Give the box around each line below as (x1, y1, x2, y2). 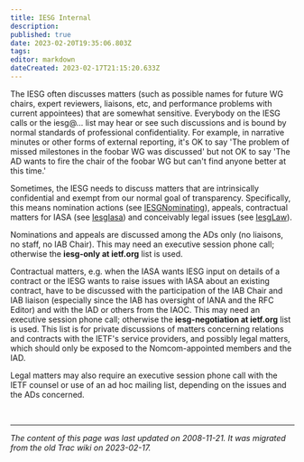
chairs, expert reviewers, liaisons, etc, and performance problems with (10, 98, 272, 108)
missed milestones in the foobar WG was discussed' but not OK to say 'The (10, 146, 291, 156)
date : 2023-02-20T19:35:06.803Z (10, 38, 132, 48)
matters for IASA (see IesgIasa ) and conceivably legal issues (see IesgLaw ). (10, 212, 292, 222)
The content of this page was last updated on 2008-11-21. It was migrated (10, 432, 287, 443)
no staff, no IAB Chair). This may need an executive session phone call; (10, 239, 274, 250)
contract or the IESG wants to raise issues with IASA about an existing (10, 275, 270, 286)
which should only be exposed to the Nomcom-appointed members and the (10, 343, 292, 354)
